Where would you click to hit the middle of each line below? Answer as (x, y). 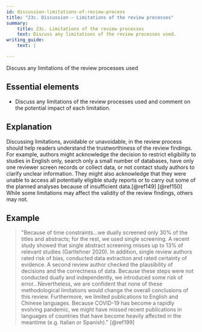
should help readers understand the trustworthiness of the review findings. (99, 148)
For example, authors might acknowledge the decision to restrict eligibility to (101, 154)
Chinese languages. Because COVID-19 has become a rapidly (98, 303)
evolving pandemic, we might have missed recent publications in (101, 310)
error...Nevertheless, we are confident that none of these (92, 284)
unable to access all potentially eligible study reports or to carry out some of (101, 180)
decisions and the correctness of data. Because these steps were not (107, 271)
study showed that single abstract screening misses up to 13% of (102, 246)
